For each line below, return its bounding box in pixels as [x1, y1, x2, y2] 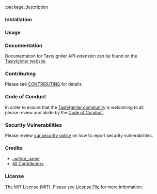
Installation [5, 16, 32, 23]
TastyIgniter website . [5, 58, 47, 64]
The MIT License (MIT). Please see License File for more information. [5, 184, 143, 190]
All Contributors [12, 161, 44, 166]
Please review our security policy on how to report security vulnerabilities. [5, 133, 153, 138]
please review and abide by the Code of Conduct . [5, 109, 104, 115]
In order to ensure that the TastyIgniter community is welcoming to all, [5, 104, 145, 110]
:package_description [5, 4, 48, 10]
